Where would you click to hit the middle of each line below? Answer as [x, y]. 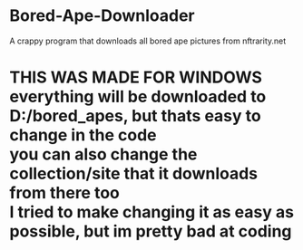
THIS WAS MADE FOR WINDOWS [136, 77]
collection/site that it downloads [134, 174]
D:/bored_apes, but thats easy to [135, 116]
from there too [65, 193]
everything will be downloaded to [138, 97]
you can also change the [103, 154]
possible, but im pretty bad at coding [151, 231]
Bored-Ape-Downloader [102, 16]
